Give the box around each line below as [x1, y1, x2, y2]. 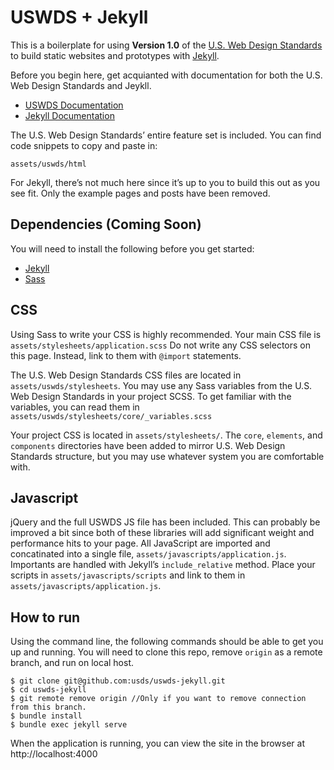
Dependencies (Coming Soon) [10, 216, 202, 233]
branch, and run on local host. [10, 657, 135, 669]
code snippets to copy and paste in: [10, 139, 158, 151]
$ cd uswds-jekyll [10, 685, 87, 695]
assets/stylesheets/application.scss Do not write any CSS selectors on [10, 339, 311, 351]
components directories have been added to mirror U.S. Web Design [10, 439, 286, 451]
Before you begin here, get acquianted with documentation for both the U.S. [10, 69, 323, 81]
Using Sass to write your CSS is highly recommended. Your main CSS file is [10, 328, 322, 340]
